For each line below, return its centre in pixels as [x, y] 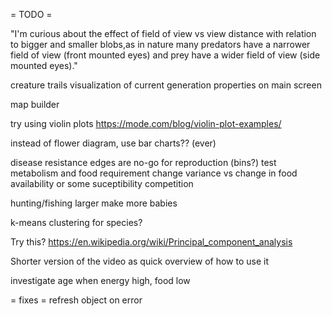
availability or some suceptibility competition [102, 183]
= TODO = [31, 14]
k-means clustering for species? [76, 222]
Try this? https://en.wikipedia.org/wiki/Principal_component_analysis [151, 242]
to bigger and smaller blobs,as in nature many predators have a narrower [160, 44]
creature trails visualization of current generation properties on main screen [166, 85]
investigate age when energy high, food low [100, 280]
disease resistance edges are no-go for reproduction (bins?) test [143, 162]
